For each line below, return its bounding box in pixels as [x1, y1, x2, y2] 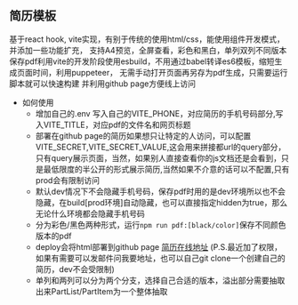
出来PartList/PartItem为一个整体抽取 [35, 285, 168, 296]
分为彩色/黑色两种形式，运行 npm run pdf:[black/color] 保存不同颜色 [35, 219, 286, 229]
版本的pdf [35, 230, 72, 241]
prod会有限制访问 [35, 174, 101, 185]
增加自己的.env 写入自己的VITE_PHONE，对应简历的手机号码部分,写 [35, 108, 284, 118]
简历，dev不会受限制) [35, 263, 116, 274]
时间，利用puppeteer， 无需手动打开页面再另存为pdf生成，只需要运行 [32, 67, 288, 77]
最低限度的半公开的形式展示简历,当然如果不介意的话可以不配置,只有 [43, 164, 290, 174]
